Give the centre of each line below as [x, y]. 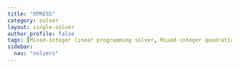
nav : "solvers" [36, 54]
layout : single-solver [41, 27]
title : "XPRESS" [31, 14]
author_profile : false [41, 34]
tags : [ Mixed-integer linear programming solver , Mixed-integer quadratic [121, 40]
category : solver [33, 21]
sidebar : [20, 47]
